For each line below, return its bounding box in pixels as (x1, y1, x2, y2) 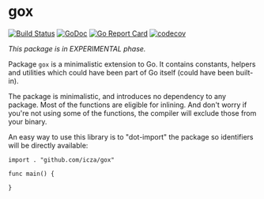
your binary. (8, 117, 47, 126)
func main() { (8, 170, 55, 178)
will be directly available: (8, 140, 89, 150)
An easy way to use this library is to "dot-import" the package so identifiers (8, 132, 254, 141)
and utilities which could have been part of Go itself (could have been (8, 67, 235, 77)
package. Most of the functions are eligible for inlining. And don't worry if (8, 100, 247, 109)
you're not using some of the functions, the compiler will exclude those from (8, 108, 257, 117)
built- (236, 67, 254, 77)
